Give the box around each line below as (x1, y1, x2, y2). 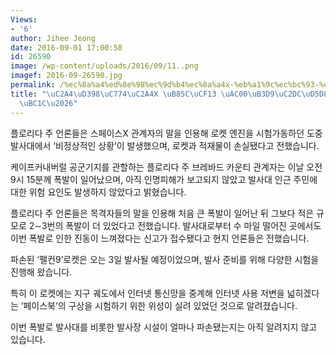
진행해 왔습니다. (10, 266, 73, 278)
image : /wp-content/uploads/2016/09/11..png (10, 61, 199, 71)
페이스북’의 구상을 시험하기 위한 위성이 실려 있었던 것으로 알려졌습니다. (23, 299, 298, 311)
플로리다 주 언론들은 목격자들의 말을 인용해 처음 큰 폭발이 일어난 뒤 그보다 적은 (10, 207, 315, 219)
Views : (10, 14, 38, 25)
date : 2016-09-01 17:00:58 (10, 42, 123, 53)
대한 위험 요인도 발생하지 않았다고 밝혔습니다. (10, 186, 187, 198)
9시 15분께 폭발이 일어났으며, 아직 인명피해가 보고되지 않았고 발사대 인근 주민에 (10, 173, 318, 185)
